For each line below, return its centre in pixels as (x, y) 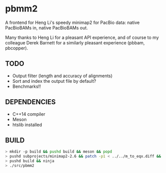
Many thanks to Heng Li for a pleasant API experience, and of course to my (82, 37)
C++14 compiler (29, 114)
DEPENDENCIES (31, 102)
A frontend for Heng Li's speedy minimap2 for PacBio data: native (73, 22)
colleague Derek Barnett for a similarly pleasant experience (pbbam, (75, 42)
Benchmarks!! (27, 86)
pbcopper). (17, 48)
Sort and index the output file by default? (54, 81)
